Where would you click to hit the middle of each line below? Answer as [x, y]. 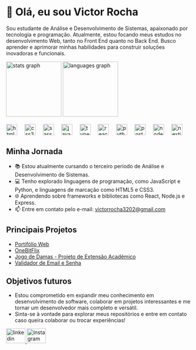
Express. [25, 202]
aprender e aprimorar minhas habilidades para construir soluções [85, 47]
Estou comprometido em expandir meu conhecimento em [84, 295]
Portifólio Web [32, 244]
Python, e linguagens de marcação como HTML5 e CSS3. [84, 189]
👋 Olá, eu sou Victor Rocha [72, 12]
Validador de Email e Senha [48, 263]
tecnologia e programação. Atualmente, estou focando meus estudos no [94, 34]
